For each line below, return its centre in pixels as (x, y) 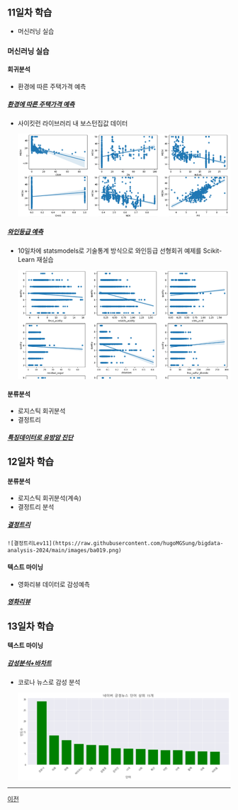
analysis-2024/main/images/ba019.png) (64, 551)
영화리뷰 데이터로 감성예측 (54, 584)
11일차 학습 (30, 13)
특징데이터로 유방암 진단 (40, 437)
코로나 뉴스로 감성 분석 (49, 683)
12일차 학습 (31, 462)
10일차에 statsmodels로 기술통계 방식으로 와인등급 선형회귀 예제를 (109, 251)
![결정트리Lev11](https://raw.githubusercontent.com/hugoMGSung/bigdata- (115, 544)
